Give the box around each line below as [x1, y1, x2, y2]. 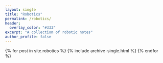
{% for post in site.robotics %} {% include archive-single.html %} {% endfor [5, 47, 159, 54]
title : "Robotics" [5, 12, 43, 17]
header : [5, 21, 21, 26]
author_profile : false [5, 35, 51, 40]
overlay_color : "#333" [9, 25, 56, 30]
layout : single [5, 7, 36, 12]
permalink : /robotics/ [5, 16, 51, 21]
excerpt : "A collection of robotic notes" [5, 30, 93, 35]
